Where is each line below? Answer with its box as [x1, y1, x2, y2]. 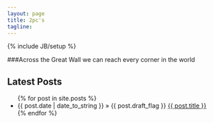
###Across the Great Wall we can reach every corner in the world [7, 56, 196, 64]
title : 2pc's [7, 17, 45, 24]
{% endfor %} [17, 109, 58, 117]
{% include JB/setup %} [7, 42, 76, 51]
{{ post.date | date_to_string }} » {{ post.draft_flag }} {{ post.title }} [17, 101, 207, 110]
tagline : [7, 23, 33, 30]
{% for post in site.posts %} [17, 95, 97, 103]
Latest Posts [7, 76, 63, 88]
